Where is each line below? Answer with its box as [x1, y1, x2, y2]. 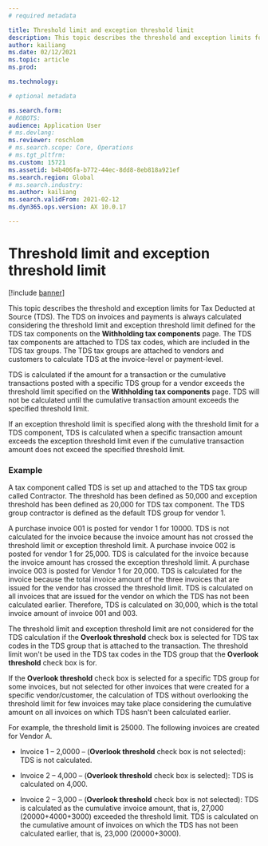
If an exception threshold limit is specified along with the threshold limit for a [8, 419, 259, 428]
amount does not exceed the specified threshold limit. [8, 444, 186, 454]
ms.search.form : [8, 106, 62, 114]
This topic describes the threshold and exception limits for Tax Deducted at [8, 303, 255, 312]
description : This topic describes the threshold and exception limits [8, 34, 251, 42]
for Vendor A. [8, 732, 53, 741]
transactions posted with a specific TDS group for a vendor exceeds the [8, 378, 245, 387]
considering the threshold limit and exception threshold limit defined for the [8, 320, 256, 330]
